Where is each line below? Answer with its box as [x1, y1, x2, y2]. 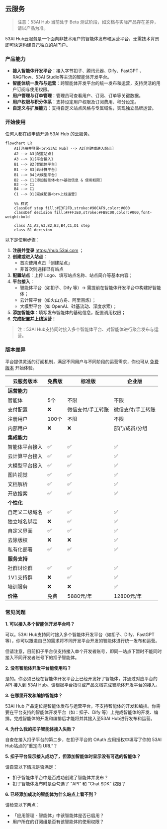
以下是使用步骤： [5, 237, 40, 243]
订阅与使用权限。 [16, 87, 52, 92]
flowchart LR [5, 141, 32, 146]
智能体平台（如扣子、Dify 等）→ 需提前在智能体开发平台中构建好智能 [19, 285, 162, 291]
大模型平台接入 [7, 462, 43, 469]
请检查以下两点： [5, 802, 40, 808]
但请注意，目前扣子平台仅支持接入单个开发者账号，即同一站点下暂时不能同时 [5, 648, 162, 654]
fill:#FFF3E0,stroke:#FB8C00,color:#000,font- [54, 210, 153, 215]
